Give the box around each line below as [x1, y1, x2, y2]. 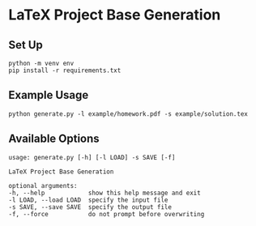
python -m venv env [8, 59, 75, 67]
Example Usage [8, 88, 89, 102]
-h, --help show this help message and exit [8, 189, 201, 197]
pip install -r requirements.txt [8, 66, 122, 75]
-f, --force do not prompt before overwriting [8, 210, 205, 218]
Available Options [8, 132, 100, 146]
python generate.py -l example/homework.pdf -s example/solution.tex [8, 109, 249, 118]
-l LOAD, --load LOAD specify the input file [8, 196, 169, 204]
